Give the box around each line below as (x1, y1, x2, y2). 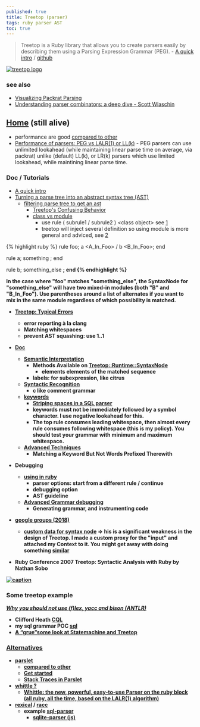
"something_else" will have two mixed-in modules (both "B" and (6, 284, 170, 291)
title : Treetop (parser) (6, 14, 68, 20)
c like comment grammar (32, 387, 96, 394)
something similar (23, 547, 70, 554)
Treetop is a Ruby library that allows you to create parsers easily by (20, 42, 186, 49)
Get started (23, 670, 53, 677)
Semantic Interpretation (23, 355, 85, 362)
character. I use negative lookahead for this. (32, 412, 145, 419)
